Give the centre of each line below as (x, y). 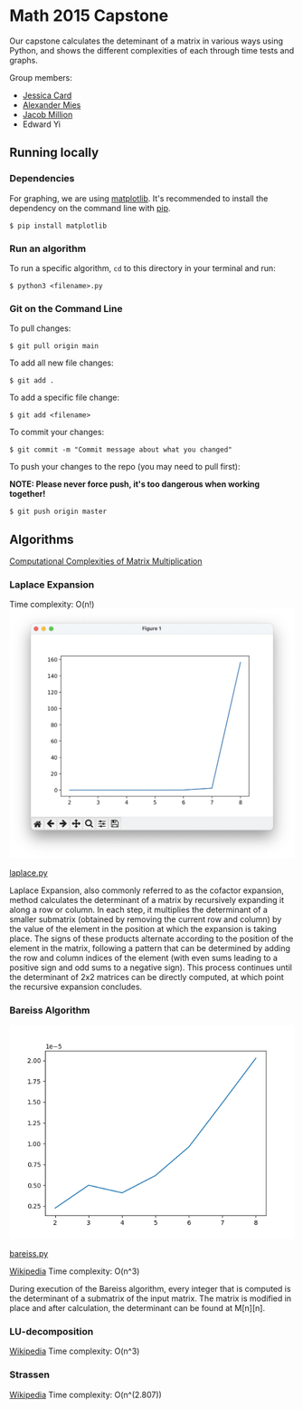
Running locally (54, 153)
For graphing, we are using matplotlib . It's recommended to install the (139, 198)
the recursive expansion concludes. (76, 986)
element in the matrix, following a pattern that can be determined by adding (150, 947)
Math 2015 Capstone (89, 16)
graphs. (24, 60)
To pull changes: (40, 328)
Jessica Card (47, 95)
